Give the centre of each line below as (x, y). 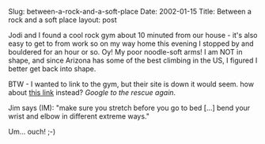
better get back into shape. (52, 69)
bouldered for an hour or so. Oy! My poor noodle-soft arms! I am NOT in (125, 52)
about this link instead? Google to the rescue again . (92, 93)
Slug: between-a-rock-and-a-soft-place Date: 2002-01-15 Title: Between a (130, 11)
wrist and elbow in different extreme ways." (79, 116)
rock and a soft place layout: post (62, 20)
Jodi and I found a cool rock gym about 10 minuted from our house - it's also (133, 35)
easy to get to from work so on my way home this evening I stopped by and (131, 44)
